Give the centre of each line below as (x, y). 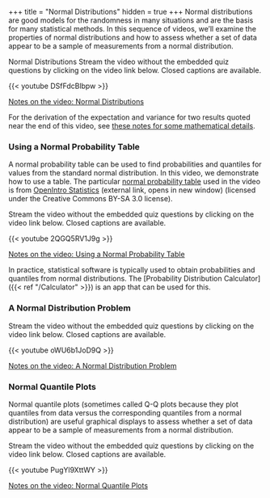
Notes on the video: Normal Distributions (76, 101)
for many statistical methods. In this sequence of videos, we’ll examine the (133, 29)
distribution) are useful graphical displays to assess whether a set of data (131, 421)
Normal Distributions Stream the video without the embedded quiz (119, 61)
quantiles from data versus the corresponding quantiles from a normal (125, 412)
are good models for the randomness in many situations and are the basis (131, 20)
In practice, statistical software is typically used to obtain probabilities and (132, 270)
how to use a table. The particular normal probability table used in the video (135, 182)
